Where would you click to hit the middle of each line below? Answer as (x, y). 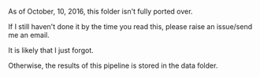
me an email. (29, 35)
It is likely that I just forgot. (51, 50)
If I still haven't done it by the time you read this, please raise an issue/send (130, 26)
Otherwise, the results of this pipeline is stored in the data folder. (113, 65)
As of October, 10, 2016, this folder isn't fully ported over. (100, 11)
